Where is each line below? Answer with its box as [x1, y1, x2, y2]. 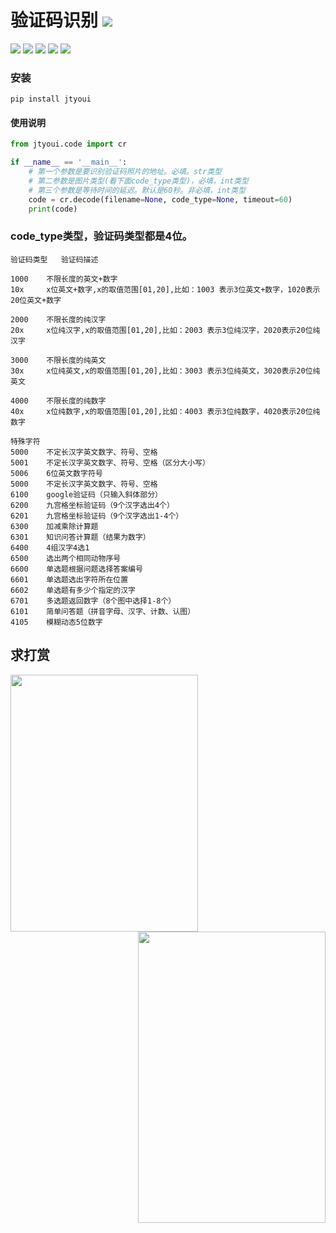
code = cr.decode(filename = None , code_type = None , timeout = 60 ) [28, 194, 293, 205]
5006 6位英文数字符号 [10, 468, 103, 478]
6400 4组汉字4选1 [10, 542, 90, 553]
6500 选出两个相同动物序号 [10, 553, 122, 563]
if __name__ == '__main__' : [10, 157, 128, 168]
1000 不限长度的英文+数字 [10, 274, 118, 284]
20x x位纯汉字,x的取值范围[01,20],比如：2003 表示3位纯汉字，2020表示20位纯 [10, 325, 321, 335]
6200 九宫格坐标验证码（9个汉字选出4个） [10, 500, 175, 510]
